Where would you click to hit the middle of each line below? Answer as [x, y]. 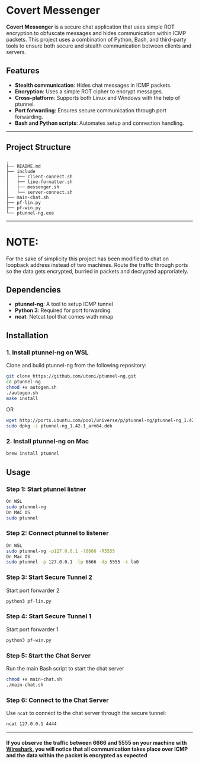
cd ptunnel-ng [24, 382]
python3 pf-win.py [29, 640]
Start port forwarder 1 [33, 629]
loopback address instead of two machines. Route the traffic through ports [97, 265]
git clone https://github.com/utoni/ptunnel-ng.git [71, 376]
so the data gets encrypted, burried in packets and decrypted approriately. [97, 271]
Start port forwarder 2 [33, 590]
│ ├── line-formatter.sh [39, 182]
